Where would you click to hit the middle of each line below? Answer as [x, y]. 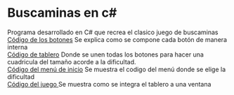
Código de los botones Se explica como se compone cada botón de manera [117, 39]
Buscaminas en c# [62, 13]
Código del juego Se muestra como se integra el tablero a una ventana [109, 84]
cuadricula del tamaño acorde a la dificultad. [72, 61]
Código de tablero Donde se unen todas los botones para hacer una [105, 54]
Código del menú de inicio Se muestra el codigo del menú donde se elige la [117, 69]
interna [18, 47]
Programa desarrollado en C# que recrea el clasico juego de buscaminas [113, 32]
